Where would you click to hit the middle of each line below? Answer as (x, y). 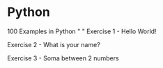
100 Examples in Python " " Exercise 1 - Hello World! (82, 31)
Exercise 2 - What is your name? (54, 44)
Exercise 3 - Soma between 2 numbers (63, 58)
